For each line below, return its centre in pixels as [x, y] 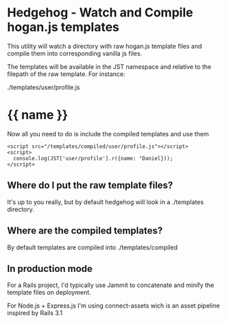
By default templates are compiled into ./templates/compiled [93, 247]
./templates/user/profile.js [44, 87]
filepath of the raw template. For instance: [66, 74]
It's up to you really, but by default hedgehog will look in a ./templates [106, 202]
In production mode [50, 269]
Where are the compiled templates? [85, 231]
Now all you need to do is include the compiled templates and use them [108, 134]
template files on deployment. [49, 292]
